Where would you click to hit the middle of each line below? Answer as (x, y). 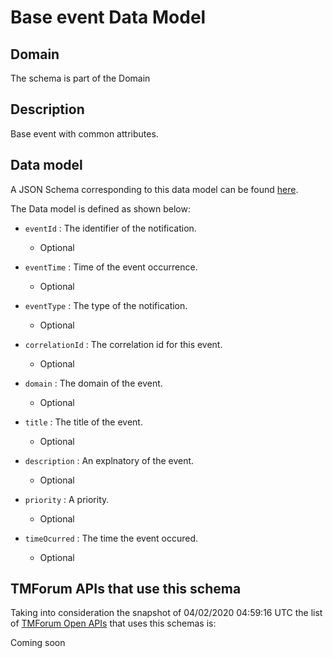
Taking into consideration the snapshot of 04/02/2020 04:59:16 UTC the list (166, 613)
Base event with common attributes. (84, 133)
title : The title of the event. (83, 422)
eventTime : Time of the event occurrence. (111, 267)
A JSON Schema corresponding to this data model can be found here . (154, 189)
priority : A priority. (67, 499)
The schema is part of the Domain (80, 78)
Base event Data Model (108, 17)
